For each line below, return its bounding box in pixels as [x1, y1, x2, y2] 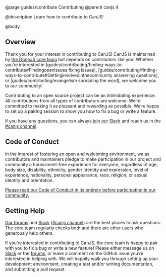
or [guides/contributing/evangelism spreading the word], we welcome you [5, 77, 157, 84]
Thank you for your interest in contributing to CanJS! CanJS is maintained [5, 51, 156, 57]
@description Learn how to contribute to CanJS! [5, 14, 104, 19]
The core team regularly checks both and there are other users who [5, 225, 144, 231]
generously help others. [5, 230, 54, 236]
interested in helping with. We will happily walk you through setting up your [5, 256, 159, 262]
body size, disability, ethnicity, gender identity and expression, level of [5, 167, 149, 173]
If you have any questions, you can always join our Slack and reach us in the [5, 118, 161, 124]
